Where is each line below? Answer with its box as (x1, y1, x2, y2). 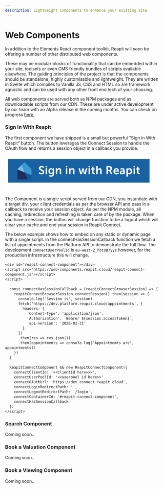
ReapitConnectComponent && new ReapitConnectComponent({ (9, 365, 128, 370)
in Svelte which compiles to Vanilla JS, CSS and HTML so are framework (5, 81, 151, 87)
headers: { (22, 306, 45, 311)
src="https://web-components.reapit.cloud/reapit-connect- (22, 267, 145, 272)
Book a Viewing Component (5, 467, 73, 474)
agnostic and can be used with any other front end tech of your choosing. (5, 86, 154, 93)
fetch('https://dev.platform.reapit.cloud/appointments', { (18, 301, 143, 306)
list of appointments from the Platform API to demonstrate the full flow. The (5, 241, 156, 247)
